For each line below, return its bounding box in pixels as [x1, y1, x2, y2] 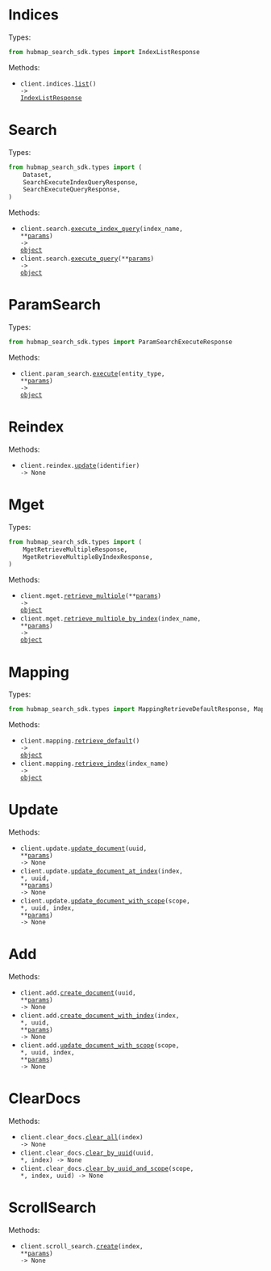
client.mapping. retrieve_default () [19, 737, 140, 745]
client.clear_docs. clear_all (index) [19, 1133, 144, 1141]
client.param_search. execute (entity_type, [19, 369, 165, 377]
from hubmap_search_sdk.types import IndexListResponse [8, 48, 200, 56]
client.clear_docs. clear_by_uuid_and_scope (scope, [19, 1164, 194, 1172]
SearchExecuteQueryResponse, [23, 186, 121, 194]
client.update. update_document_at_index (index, [19, 867, 183, 876]
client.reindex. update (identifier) [19, 461, 140, 469]
